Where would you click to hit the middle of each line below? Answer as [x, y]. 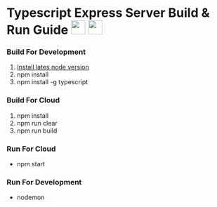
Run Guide [38, 30]
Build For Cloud [33, 100]
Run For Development [44, 182]
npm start [31, 164]
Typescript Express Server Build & [108, 13]
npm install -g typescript [52, 82]
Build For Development [46, 52]
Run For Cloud [31, 149]
